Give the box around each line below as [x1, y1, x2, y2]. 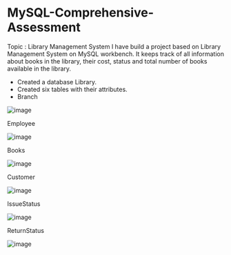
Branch [17, 92, 38, 101]
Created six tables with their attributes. [17, 85, 128, 93]
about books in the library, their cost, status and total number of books [7, 57, 208, 65]
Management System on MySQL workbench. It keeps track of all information [7, 50, 224, 58]
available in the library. [7, 64, 71, 73]
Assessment [7, 19, 81, 35]
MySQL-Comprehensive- [7, 5, 154, 21]
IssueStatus [7, 199, 41, 208]
